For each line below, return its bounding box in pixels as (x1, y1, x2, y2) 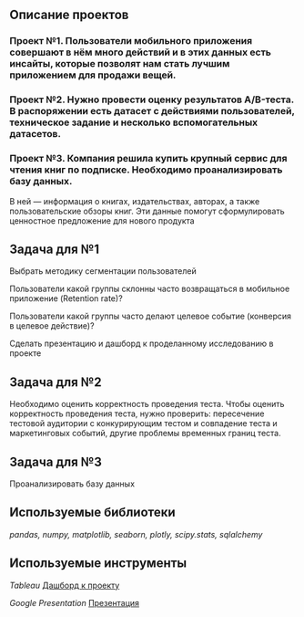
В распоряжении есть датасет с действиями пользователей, (9, 105, 295, 118)
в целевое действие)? (9, 320, 95, 331)
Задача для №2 (9, 374, 102, 390)
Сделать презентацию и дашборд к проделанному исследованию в (9, 338, 274, 350)
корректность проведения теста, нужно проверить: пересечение (9, 408, 265, 419)
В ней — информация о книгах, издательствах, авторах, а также (9, 195, 260, 206)
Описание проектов (9, 7, 129, 23)
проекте (9, 348, 42, 359)
